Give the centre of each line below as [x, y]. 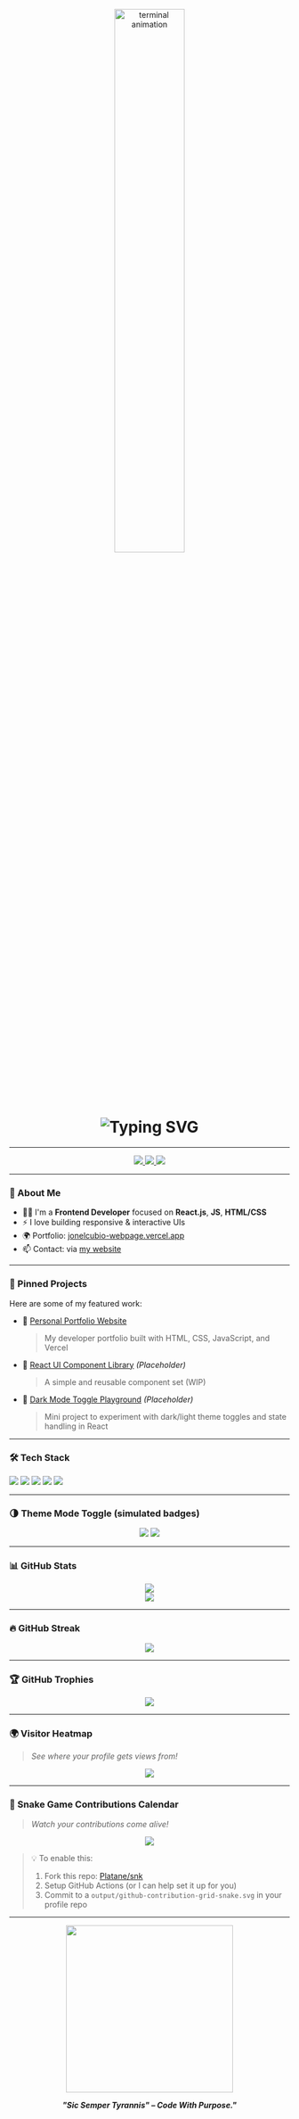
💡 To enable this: [62, 1858]
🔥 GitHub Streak [45, 1628]
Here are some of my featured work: [76, 1303]
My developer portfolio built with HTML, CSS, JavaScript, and [157, 1338]
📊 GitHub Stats [43, 1566]
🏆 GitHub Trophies [52, 1679]
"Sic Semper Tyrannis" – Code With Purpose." [149, 2105]
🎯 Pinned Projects [48, 1284]
